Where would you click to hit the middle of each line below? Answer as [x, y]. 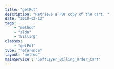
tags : [10, 23]
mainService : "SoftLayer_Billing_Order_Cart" [53, 59]
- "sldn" [23, 32]
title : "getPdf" [21, 9]
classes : [14, 41]
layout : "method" [23, 55]
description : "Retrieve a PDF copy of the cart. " [57, 14]
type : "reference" [24, 50]
